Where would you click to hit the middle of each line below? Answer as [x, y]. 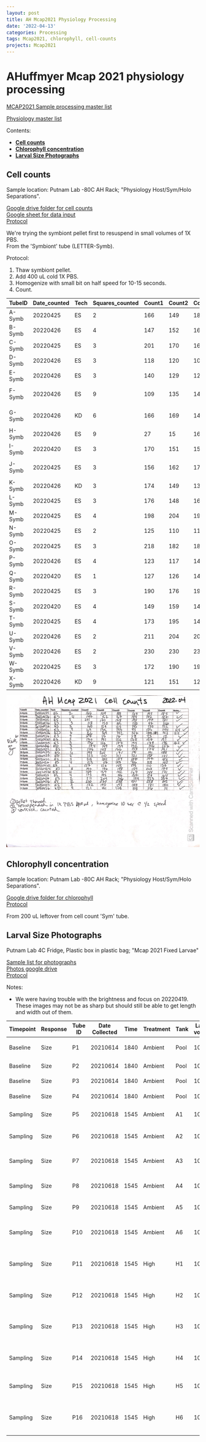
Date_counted [51, 303]
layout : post [23, 13]
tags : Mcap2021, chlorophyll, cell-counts [61, 39]
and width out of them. [44, 1012]
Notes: [15, 987]
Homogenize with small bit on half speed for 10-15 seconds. [91, 283]
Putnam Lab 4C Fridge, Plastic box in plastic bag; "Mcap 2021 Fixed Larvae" [103, 950]
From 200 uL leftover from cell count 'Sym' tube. [68, 916]
